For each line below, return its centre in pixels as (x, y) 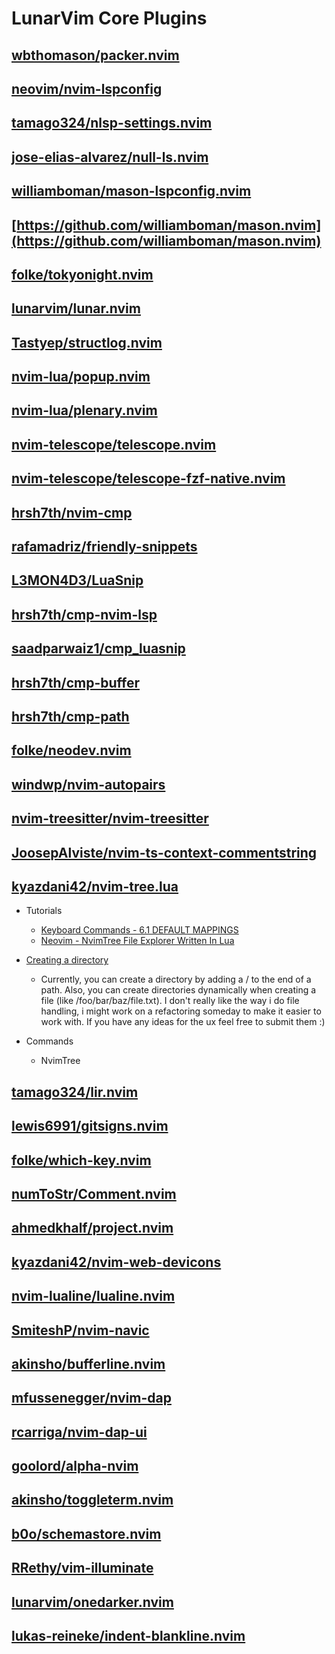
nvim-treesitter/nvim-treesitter (110, 818)
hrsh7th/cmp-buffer (75, 682)
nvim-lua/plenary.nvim (84, 410)
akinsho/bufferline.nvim (88, 1363)
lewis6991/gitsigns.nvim (90, 1126)
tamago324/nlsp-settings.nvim (112, 123)
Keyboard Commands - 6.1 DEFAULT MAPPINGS (139, 930)
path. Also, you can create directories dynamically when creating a (178, 990)
